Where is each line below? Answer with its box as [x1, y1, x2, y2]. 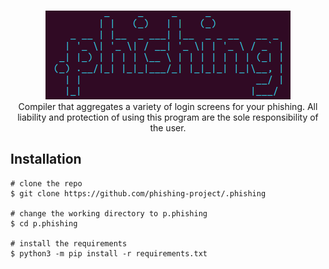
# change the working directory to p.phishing [10, 208, 208, 219]
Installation [10, 151, 82, 168]
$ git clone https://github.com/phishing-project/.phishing [10, 188, 267, 199]
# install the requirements [10, 238, 128, 249]
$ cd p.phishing [10, 218, 78, 229]
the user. [149, 122, 187, 134]
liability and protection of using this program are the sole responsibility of [17, 111, 319, 123]
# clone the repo [10, 178, 83, 189]
